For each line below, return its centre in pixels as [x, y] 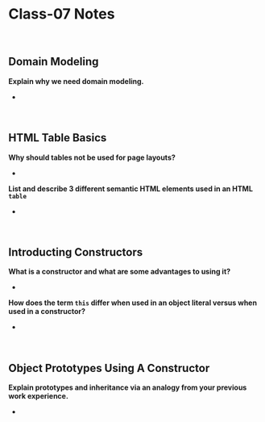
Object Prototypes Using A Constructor [109, 368]
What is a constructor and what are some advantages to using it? [120, 272]
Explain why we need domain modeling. [76, 81]
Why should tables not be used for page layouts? [92, 157]
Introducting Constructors [76, 252]
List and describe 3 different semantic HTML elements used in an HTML [131, 188]
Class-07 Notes [62, 14]
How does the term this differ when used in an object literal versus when [133, 303]
